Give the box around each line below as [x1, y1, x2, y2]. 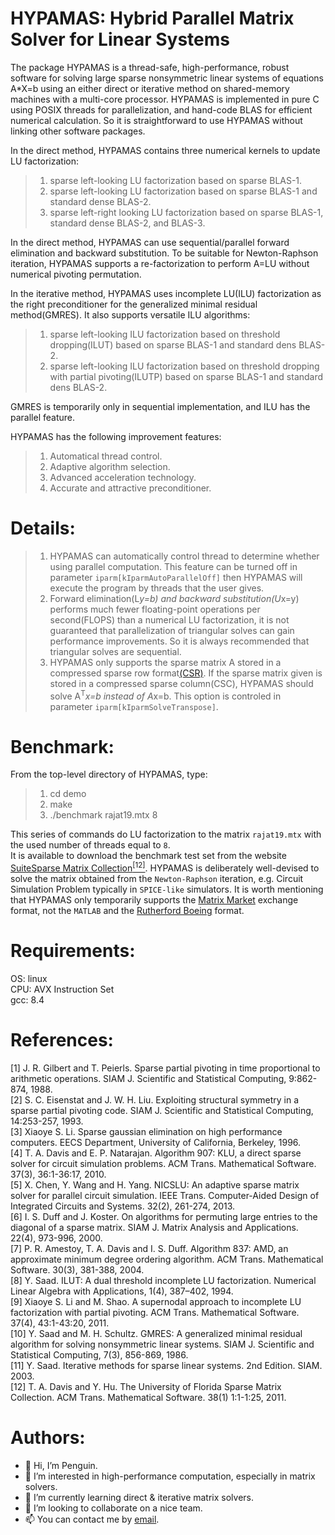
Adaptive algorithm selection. [49, 460, 171, 472]
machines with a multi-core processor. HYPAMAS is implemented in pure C [10, 93, 320, 105]
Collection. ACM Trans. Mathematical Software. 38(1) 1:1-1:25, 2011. [10, 1392, 287, 1403]
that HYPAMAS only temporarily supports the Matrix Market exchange [10, 894, 299, 906]
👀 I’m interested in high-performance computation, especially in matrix [24, 1470, 316, 1482]
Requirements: [10, 940, 136, 962]
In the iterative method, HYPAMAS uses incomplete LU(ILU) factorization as [10, 287, 322, 299]
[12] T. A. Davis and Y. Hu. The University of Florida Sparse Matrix [10, 1381, 282, 1392]
